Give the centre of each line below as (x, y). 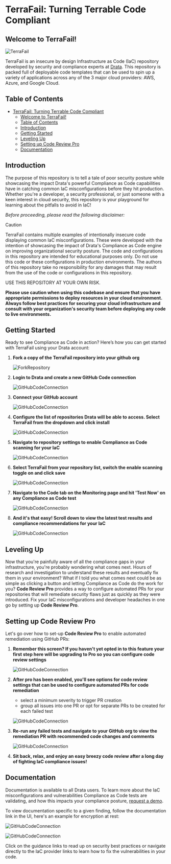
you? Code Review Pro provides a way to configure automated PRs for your (85, 589)
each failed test (36, 711)
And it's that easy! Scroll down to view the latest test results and (82, 518)
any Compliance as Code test (44, 498)
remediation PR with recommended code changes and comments (83, 736)
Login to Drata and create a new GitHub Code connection (74, 378)
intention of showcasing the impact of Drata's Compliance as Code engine (83, 245)
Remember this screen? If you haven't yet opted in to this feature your (88, 649)
